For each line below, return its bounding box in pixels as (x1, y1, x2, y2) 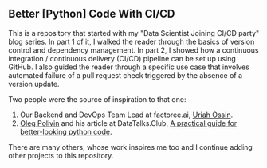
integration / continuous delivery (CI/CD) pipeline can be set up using (8, 53, 237, 63)
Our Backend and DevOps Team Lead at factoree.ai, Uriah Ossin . (19, 110, 234, 119)
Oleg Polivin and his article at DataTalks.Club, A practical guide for (19, 118, 238, 127)
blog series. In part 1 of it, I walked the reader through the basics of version (8, 37, 255, 46)
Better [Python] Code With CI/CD (8, 7, 175, 21)
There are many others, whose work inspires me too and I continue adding (8, 142, 253, 151)
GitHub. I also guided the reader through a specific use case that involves (8, 62, 249, 72)
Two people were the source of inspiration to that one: (8, 94, 187, 104)
